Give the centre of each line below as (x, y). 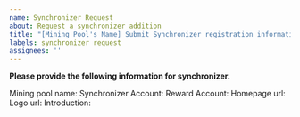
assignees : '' (36, 51)
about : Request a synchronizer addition (86, 26)
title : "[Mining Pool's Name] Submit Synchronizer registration (131, 34)
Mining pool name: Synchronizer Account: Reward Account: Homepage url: (147, 94)
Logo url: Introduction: (50, 103)
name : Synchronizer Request (62, 17)
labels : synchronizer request (66, 42)
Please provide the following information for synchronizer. (120, 76)
